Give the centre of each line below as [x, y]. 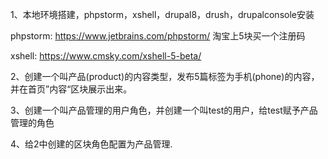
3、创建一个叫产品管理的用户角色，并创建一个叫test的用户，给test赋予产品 [164, 110]
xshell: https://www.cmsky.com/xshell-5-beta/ [106, 56]
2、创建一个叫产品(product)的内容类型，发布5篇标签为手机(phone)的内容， [165, 76]
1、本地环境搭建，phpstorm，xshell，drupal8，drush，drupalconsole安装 [162, 14]
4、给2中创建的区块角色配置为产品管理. [91, 144]
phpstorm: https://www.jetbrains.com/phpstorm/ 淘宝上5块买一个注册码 [158, 36]
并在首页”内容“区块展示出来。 [71, 89]
